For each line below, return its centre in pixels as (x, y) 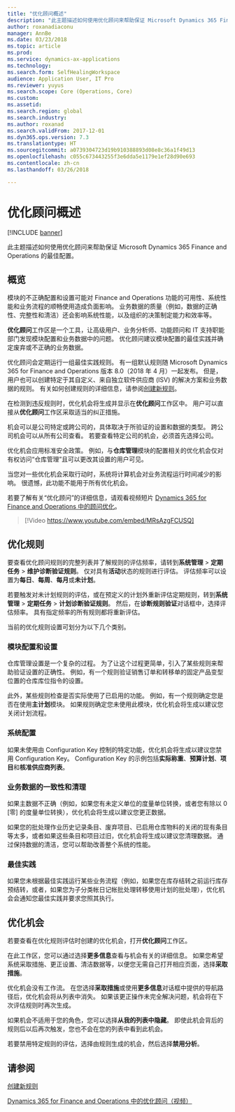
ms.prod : (20, 53)
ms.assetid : (24, 105)
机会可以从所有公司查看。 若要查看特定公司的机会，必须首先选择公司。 (115, 436)
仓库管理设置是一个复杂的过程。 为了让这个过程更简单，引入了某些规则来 (112, 663)
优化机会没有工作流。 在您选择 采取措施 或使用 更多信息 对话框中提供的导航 (112, 988)
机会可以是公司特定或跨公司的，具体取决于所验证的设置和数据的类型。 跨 (112, 427)
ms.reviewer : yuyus (36, 85)
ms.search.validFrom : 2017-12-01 (56, 131)
